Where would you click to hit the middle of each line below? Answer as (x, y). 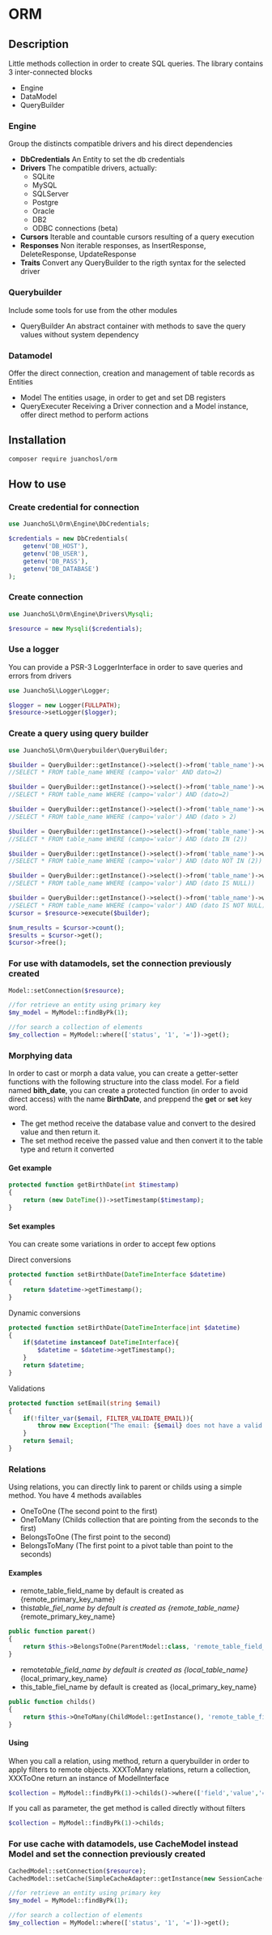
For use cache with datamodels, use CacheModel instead (123, 1844)
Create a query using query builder (79, 733)
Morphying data (40, 1055)
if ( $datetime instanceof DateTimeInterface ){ (101, 1343)
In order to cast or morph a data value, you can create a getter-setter (123, 1073)
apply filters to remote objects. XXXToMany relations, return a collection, (130, 1770)
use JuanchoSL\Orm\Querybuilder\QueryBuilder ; (88, 750)
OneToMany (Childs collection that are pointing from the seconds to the (139, 1520)
